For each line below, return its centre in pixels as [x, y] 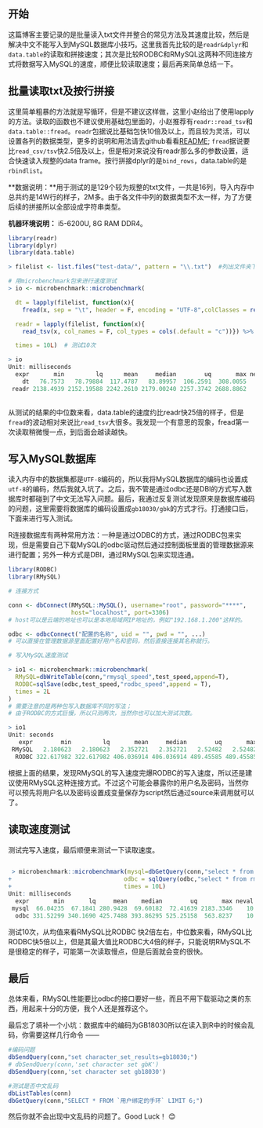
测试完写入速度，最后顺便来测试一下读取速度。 [83, 849]
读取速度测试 [39, 829]
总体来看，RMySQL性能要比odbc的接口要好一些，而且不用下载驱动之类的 [126, 998]
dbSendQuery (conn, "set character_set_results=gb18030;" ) [103, 1057]
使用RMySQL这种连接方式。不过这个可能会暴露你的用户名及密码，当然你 [131, 783]
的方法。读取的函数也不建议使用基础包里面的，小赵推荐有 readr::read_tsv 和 [130, 121]
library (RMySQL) [34, 577]
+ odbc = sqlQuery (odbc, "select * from [127, 879]
